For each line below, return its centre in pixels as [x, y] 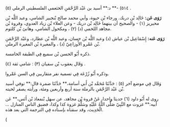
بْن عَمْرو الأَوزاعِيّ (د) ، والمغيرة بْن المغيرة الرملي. [53, 44]
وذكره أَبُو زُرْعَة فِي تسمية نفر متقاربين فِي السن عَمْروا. [57, 73]
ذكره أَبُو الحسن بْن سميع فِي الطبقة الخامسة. [48, 54]
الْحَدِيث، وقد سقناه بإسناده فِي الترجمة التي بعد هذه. [54, 109]
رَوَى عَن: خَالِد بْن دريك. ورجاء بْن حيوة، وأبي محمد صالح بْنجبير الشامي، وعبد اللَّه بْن [83, 18]
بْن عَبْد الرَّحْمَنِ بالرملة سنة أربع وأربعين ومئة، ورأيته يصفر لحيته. [65, 89]
